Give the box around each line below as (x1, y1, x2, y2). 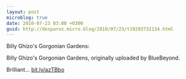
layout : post (6, 9, 40, 15)
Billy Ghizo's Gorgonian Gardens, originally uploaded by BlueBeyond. (6, 54, 180, 61)
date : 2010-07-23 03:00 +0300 (6, 20, 84, 26)
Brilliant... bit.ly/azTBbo (6, 66, 65, 74)
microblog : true (6, 15, 48, 21)
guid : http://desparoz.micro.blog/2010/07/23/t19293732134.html (6, 26, 174, 32)
